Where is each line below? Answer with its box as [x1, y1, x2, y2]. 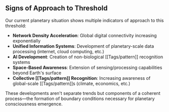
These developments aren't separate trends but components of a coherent [5, 90, 160, 96]
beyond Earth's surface [12, 70, 62, 76]
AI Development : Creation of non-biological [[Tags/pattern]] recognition [12, 54, 163, 60]
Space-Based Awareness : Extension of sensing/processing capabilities [12, 64, 162, 70]
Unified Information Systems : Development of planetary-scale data [12, 43, 154, 49]
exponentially [12, 38, 41, 44]
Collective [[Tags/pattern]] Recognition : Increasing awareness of [12, 75, 151, 81]
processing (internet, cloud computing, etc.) [12, 48, 104, 54]
